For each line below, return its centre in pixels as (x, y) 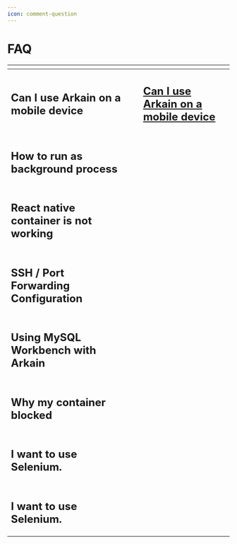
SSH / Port (38, 273)
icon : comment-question (42, 14)
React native (43, 208)
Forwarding (41, 285)
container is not (51, 221)
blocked (32, 415)
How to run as (47, 156)
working (32, 234)
